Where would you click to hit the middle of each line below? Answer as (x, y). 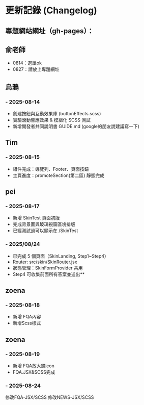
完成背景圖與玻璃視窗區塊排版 (44, 224)
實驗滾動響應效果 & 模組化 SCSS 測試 (51, 120)
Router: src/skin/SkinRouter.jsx (45, 262)
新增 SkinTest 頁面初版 (36, 218)
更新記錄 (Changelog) (51, 10)
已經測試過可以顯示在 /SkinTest (45, 231)
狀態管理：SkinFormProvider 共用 (48, 268)
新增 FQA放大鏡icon (33, 366)
